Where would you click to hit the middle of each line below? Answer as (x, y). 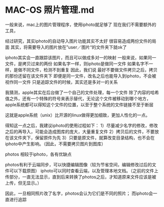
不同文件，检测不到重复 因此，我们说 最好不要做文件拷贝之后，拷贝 (90, 69)
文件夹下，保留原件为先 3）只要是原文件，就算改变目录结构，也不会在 (84, 138)
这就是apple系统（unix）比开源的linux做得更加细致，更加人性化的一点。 (78, 115)
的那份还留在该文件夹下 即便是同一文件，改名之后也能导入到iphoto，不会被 (81, 76)
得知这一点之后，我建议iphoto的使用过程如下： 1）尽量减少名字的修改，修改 (82, 125)
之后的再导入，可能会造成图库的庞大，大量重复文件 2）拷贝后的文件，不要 (80, 131)
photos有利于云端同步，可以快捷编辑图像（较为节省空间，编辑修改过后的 (79, 164)
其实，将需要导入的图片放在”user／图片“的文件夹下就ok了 (69, 47)
